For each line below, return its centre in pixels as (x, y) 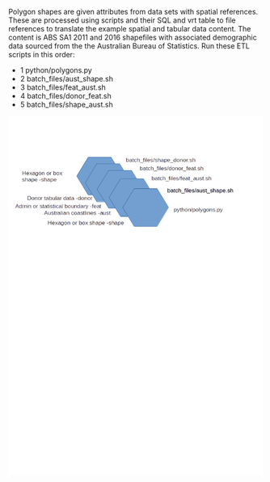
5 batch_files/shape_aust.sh (66, 105)
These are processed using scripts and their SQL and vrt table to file (122, 20)
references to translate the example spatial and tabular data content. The (130, 29)
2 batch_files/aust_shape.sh (66, 79)
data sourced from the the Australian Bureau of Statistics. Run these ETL (129, 46)
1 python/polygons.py (56, 70)
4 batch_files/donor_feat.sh (65, 96)
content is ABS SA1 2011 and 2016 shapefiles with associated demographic (133, 37)
